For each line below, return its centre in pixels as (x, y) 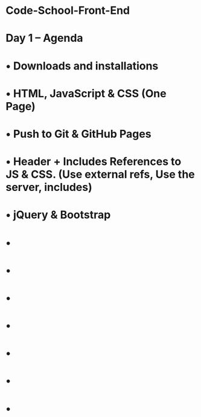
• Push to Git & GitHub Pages (78, 134)
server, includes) (49, 187)
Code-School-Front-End (68, 11)
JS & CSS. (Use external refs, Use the (101, 174)
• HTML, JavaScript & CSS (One (86, 93)
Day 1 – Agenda (44, 38)
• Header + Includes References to (94, 162)
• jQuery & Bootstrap (58, 215)
